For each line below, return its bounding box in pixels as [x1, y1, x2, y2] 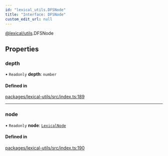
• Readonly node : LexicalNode [5, 122, 66, 128]
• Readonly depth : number [5, 71, 56, 77]
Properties [5, 44, 39, 53]
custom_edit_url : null [5, 16, 52, 21]
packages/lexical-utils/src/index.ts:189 [5, 93, 85, 100]
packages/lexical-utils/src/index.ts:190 [5, 144, 85, 150]
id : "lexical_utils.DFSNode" [5, 7, 66, 12]
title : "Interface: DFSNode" [5, 12, 66, 17]
